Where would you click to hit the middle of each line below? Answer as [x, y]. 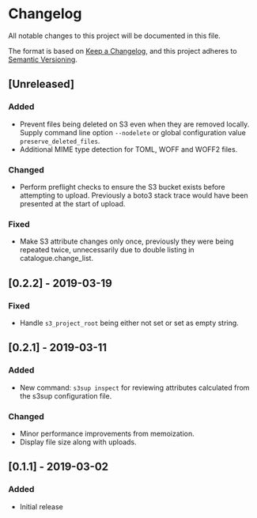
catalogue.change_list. [56, 259]
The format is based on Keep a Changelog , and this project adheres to [123, 51]
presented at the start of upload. [72, 203]
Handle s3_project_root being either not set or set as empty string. [129, 323]
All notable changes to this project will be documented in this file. [115, 36]
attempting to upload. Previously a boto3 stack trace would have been [134, 195]
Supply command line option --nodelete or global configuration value [133, 132]
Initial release [41, 506]
